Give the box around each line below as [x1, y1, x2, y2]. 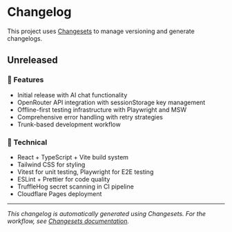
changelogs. [7, 34, 43, 42]
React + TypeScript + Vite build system [17, 153, 129, 161]
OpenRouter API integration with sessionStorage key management [17, 98, 206, 106]
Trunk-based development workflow [17, 120, 121, 128]
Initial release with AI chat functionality [17, 90, 128, 99]
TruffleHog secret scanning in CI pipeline [17, 182, 135, 191]
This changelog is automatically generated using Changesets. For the [7, 209, 206, 217]
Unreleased [7, 55, 59, 66]
